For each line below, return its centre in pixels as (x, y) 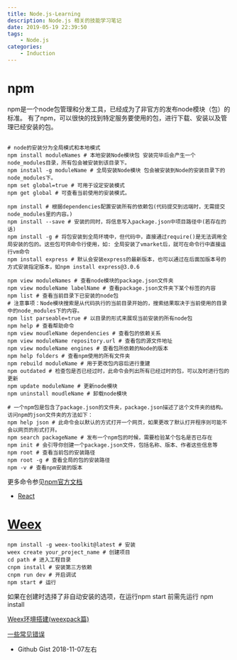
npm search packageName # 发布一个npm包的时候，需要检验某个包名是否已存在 (110, 437)
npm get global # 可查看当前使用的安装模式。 (69, 193)
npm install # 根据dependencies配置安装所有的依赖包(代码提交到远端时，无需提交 (116, 206)
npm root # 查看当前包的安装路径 (51, 452)
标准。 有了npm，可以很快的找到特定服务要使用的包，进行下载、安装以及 (114, 118)
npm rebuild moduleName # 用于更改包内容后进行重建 (79, 363)
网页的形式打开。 (39, 430)
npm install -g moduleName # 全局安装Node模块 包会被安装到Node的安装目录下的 (116, 170)
